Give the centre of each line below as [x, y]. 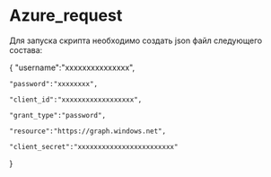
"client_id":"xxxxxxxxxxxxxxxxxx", [76, 100]
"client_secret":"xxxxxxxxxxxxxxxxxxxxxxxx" [94, 146]
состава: [26, 49]
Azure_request [66, 16]
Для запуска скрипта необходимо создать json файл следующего [136, 40]
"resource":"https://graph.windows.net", [88, 131]
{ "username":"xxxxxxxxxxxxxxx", [72, 67]
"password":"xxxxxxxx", [54, 84]
